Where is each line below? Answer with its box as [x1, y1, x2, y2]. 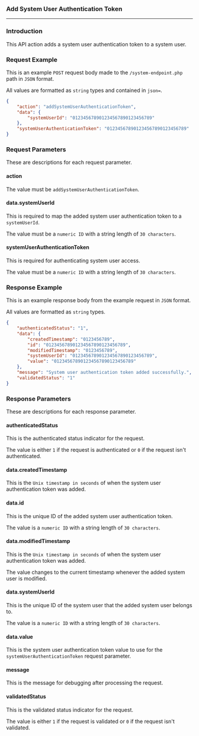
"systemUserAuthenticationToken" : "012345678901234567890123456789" [17, 126, 190, 132]
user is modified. [6, 575, 47, 582]
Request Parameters [6, 145, 66, 153]
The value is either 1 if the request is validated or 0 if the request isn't [6, 718, 175, 725]
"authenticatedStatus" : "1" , [17, 325, 89, 331]
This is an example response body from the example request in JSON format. [6, 297, 191, 304]
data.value [6, 633, 34, 640]
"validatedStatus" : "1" [17, 375, 76, 381]
